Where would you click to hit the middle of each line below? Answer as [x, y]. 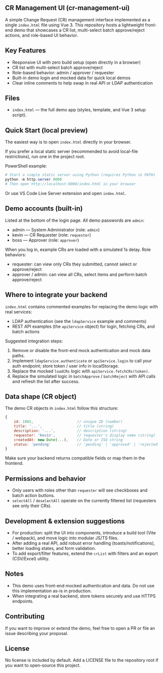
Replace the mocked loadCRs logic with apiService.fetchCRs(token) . [81, 371]
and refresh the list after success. [46, 381]
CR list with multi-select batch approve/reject [57, 67]
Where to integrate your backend [56, 295]
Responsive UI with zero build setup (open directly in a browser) [76, 62]
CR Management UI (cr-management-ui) [67, 8]
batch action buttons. [33, 496]
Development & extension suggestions [65, 521]
